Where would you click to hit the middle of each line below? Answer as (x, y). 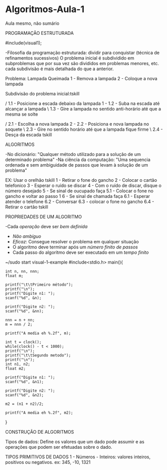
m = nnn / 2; (19, 324)
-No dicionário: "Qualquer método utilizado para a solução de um (73, 154)
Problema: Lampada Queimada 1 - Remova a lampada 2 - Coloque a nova (81, 78)
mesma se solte (22, 114)
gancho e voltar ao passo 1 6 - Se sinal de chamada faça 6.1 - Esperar (78, 196)
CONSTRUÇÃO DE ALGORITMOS (40, 432)
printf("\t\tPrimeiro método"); (39, 284)
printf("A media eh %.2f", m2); (39, 412)
